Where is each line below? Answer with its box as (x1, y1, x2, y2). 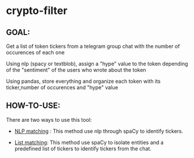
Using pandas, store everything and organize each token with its (6, 78, 161, 85)
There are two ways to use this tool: (6, 116, 92, 123)
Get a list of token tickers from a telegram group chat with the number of (6, 43, 180, 50)
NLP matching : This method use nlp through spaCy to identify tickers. (14, 127, 184, 135)
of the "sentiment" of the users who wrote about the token (6, 66, 147, 73)
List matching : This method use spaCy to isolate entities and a (14, 139, 164, 146)
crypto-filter (6, 4, 68, 17)
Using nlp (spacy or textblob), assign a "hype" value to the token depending (6, 60, 188, 67)
